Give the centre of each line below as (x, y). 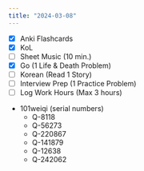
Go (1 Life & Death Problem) (66, 66)
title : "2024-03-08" (43, 16)
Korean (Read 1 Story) (56, 74)
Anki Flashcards (46, 38)
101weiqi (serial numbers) (62, 109)
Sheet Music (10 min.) (56, 56)
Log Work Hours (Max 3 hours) (71, 92)
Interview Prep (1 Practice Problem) (78, 83)
